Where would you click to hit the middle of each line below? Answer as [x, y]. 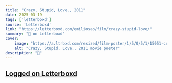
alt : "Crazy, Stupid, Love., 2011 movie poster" [67, 48]
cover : [12, 39]
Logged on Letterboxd [41, 74]
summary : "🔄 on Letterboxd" [35, 34]
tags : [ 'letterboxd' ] [28, 19]
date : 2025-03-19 [24, 15]
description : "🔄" [24, 53]
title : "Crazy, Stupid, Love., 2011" [46, 10]
